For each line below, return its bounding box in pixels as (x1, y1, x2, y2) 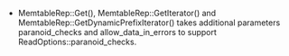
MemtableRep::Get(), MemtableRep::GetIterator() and (17, 8, 217, 18)
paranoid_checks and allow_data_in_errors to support (17, 27, 217, 37)
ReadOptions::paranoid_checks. (17, 36, 137, 47)
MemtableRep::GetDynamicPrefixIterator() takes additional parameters (17, 17, 281, 28)
